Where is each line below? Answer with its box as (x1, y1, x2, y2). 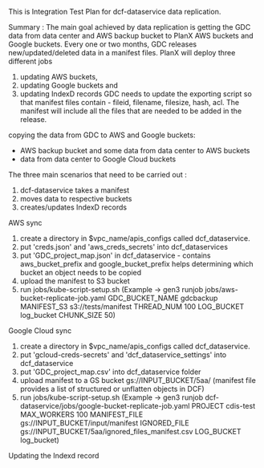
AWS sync (8, 218, 43, 227)
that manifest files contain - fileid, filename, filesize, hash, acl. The (19, 98, 240, 107)
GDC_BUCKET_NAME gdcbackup (108, 293, 218, 303)
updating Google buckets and (19, 80, 119, 90)
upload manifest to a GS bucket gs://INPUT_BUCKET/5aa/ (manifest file (19, 376, 257, 385)
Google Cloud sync (8, 326, 72, 336)
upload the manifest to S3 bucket (19, 276, 130, 286)
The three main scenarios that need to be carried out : (8, 170, 187, 179)
